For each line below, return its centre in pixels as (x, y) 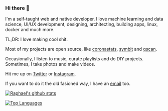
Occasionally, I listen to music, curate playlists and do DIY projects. (74, 59)
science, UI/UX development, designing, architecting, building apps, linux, (81, 24)
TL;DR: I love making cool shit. (36, 39)
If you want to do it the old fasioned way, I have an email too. (68, 84)
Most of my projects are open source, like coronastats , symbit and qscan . (81, 49)
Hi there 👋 (18, 8)
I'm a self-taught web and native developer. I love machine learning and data (84, 19)
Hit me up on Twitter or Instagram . (41, 74)
